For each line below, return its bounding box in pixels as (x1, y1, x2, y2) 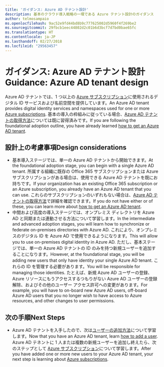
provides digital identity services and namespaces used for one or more (5, 105, 150, 111)
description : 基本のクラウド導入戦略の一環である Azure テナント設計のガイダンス (5, 12, 154, 17)
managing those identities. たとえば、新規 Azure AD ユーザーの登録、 (12, 270, 152, 275)
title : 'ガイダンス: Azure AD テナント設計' (5, 7, 89, 12)
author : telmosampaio (5, 16, 49, 21)
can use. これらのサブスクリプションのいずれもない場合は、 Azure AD (12, 192, 153, 198)
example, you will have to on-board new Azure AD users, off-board (12, 287, 147, 294)
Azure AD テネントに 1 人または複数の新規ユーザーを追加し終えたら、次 (12, 340, 157, 345)
